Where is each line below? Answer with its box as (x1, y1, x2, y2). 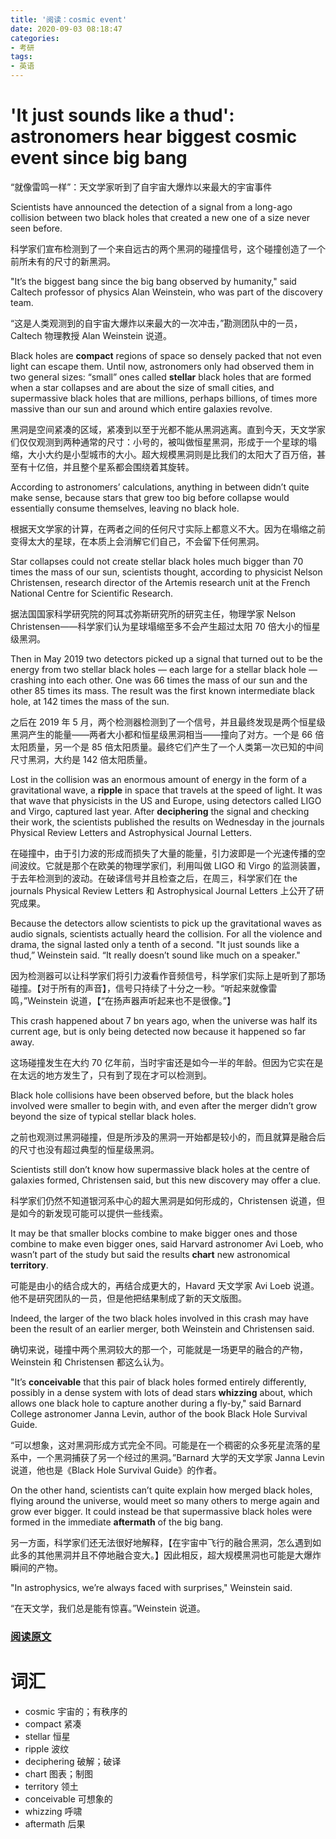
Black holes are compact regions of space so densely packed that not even (10, 349, 322, 361)
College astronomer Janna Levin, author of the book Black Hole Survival (10, 1407, 308, 1420)
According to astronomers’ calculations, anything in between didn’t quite (10, 481, 310, 493)
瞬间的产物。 (10, 1561, 63, 1573)
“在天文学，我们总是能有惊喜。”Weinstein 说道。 (10, 1602, 206, 1614)
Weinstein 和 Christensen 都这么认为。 (10, 1356, 170, 1368)
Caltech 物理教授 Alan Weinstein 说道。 (10, 329, 173, 341)
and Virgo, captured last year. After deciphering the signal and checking (10, 805, 310, 817)
